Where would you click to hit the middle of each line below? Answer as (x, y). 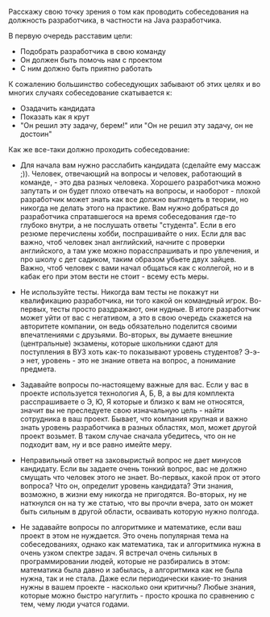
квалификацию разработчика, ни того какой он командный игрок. (134, 300)
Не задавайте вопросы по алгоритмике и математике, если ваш (131, 527)
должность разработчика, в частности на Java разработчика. (115, 20)
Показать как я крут (55, 117)
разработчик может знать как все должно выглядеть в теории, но (134, 199)
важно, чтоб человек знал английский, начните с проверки (123, 242)
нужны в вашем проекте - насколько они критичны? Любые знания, (138, 587)
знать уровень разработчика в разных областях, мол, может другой (138, 427)
